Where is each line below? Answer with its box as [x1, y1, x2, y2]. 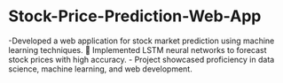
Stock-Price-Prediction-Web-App [8, 6, 262, 26]
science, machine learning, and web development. [8, 64, 193, 74]
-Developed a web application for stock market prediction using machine [8, 35, 275, 46]
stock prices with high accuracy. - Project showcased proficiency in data [8, 54, 275, 64]
